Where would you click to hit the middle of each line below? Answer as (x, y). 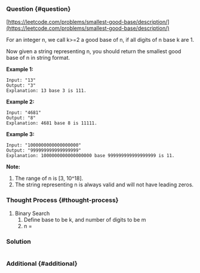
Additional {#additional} (42, 263)
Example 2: (20, 102)
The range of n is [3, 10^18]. (49, 179)
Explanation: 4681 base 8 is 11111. (52, 123)
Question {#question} (39, 9)
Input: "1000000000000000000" (44, 145)
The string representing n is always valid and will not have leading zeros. (104, 185)
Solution (19, 241)
